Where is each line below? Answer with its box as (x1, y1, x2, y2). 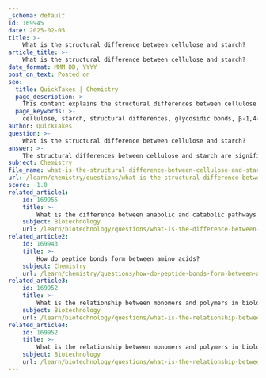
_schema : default (8, 11, 66, 20)
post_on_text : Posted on (8, 71, 90, 78)
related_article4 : (8, 321, 69, 329)
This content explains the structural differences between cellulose (22, 100, 257, 108)
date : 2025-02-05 (8, 26, 66, 34)
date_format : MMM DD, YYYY (8, 63, 97, 71)
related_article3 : (8, 277, 69, 285)
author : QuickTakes (8, 122, 73, 130)
